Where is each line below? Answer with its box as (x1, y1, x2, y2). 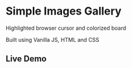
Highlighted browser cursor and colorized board (5, 24, 127, 32)
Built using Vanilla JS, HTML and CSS (5, 36, 100, 43)
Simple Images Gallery (5, 4, 122, 18)
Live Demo (5, 53, 47, 64)
